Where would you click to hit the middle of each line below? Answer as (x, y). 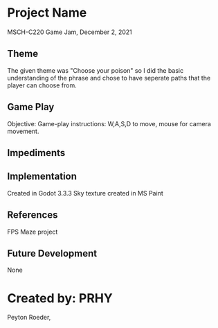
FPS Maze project (33, 232)
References (33, 215)
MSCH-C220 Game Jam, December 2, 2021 (70, 32)
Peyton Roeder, (29, 318)
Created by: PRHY (60, 298)
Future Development (52, 253)
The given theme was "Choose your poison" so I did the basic (96, 70)
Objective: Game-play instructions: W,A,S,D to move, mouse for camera (109, 123)
